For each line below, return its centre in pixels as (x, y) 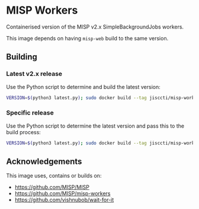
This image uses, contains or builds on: (54, 176)
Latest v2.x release (34, 74)
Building (22, 57)
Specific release (30, 113)
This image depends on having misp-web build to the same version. (87, 38)
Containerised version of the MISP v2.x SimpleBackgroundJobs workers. (95, 27)
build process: (24, 132)
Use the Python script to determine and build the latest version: (84, 87)
